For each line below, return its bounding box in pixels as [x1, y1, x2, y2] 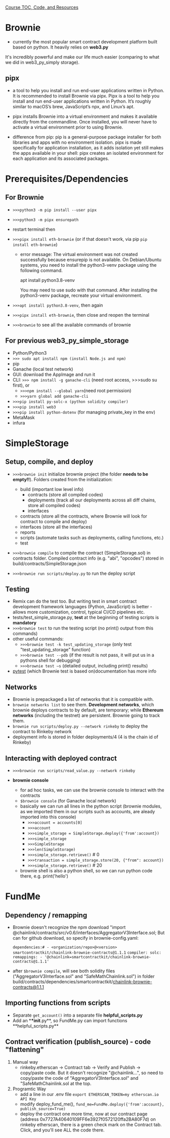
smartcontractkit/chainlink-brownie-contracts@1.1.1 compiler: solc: [12, 950, 162, 955]
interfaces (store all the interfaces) [20, 524, 93, 530]
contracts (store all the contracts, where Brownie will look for [20, 513, 148, 519]
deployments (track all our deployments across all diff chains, [27, 497, 156, 503]
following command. [20, 267, 63, 273]
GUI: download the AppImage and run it [12, 371, 95, 377]
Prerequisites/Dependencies [5, 173, 129, 184]
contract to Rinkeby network [12, 729, 72, 735]
